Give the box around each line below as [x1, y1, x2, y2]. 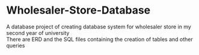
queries [6, 42, 25, 49]
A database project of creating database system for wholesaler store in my [6, 23, 191, 30]
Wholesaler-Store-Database [6, 4, 151, 17]
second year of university [6, 29, 70, 36]
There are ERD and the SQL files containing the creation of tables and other [6, 35, 194, 43]
